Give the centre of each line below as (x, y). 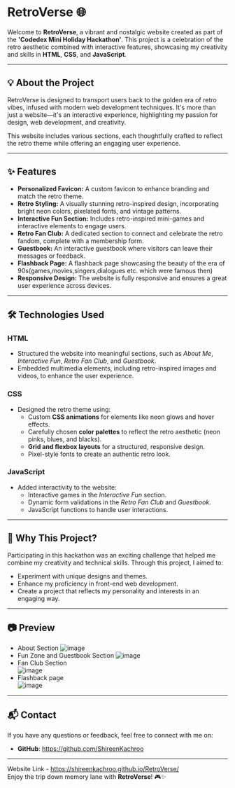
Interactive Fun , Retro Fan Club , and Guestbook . (87, 361)
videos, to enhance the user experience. (76, 376)
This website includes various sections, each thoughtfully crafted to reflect (115, 136)
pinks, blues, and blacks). (65, 439)
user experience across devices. (64, 285)
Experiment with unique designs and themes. (83, 576)
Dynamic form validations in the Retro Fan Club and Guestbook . (119, 502)
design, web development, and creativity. (67, 122)
